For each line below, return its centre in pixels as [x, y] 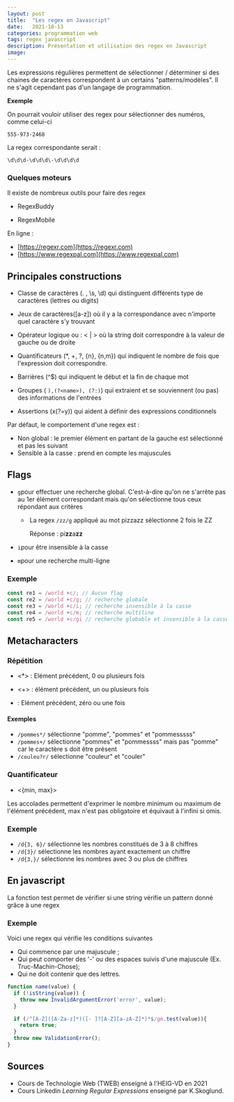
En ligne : [21, 234]
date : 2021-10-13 [36, 27]
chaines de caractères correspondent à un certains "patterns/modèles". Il [113, 80]
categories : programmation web [53, 33]
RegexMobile [36, 220]
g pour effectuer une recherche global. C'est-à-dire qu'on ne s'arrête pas [122, 492]
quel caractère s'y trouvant [56, 321]
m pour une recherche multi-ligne [63, 560]
